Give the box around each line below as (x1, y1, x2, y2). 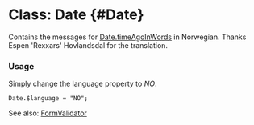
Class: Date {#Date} (8, 6, 144, 24)
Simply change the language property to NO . (8, 79, 157, 89)
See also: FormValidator (8, 108, 87, 118)
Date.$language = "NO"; (8, 95, 89, 103)
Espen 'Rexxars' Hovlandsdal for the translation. (8, 40, 168, 50)
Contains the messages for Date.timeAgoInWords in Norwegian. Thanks (8, 32, 247, 42)
